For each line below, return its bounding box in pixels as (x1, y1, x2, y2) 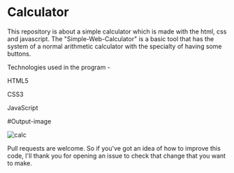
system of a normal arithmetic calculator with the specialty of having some (7, 42, 222, 50)
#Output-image (7, 116, 52, 126)
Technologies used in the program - (7, 63, 110, 71)
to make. (7, 158, 33, 167)
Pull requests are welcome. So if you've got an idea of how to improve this (7, 144, 221, 152)
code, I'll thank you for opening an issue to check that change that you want (7, 151, 226, 160)
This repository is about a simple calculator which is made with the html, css (7, 27, 227, 36)
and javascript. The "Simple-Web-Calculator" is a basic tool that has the (7, 34, 214, 43)
